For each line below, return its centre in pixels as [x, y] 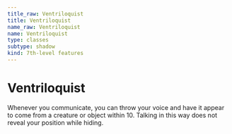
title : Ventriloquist [39, 20]
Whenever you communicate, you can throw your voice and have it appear [116, 107]
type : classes [28, 40]
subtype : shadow [31, 47]
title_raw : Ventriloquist [45, 14]
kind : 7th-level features [45, 54]
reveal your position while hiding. [56, 122]
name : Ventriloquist [38, 33]
